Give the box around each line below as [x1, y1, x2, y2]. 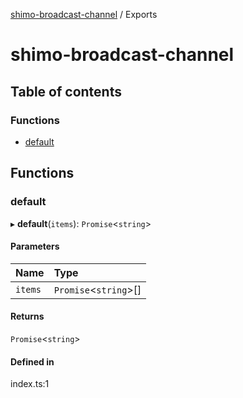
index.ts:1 [10, 378, 50, 390]
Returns [10, 310, 45, 323]
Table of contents [10, 83, 122, 100]
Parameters [10, 240, 60, 253]
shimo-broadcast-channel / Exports [10, 9, 158, 20]
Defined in [10, 355, 55, 368]
